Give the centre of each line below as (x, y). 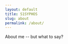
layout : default (21, 9)
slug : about (17, 18)
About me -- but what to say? (34, 37)
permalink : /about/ (25, 23)
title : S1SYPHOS (21, 14)
